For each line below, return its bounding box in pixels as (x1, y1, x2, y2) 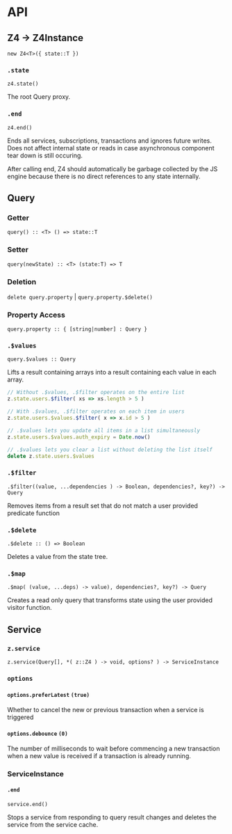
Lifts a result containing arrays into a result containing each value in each (7, 368, 217, 377)
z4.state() (7, 81, 39, 88)
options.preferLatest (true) (7, 691, 90, 698)
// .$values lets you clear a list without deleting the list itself (7, 446, 213, 453)
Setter (7, 245, 29, 255)
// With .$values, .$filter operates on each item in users (7, 408, 185, 415)
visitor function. (7, 604, 52, 612)
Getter (7, 213, 30, 223)
